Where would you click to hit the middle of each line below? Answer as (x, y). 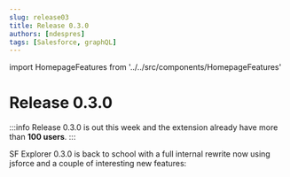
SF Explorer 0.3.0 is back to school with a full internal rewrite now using (140, 154)
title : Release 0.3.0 (49, 26)
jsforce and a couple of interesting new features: (98, 164)
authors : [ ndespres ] (47, 34)
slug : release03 (39, 17)
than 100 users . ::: (43, 137)
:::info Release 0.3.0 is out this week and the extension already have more (144, 127)
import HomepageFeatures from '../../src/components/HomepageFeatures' (145, 67)
